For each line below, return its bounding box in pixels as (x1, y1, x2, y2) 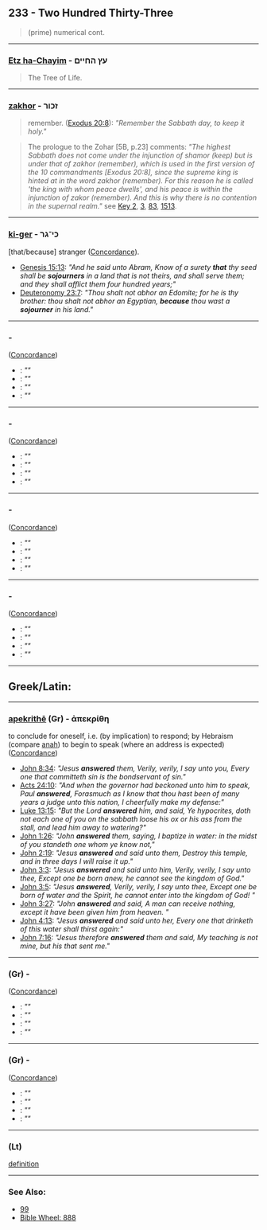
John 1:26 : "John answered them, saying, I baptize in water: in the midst (19, 831, 257, 841)
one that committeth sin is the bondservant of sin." (19, 772, 187, 781)
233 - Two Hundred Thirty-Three (8, 6, 174, 20)
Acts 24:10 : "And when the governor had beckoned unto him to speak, (19, 780, 250, 790)
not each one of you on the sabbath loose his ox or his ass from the (19, 814, 242, 823)
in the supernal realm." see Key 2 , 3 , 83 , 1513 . (27, 201, 177, 211)
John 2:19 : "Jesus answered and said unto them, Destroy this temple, (19, 848, 248, 857)
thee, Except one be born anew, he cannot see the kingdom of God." (19, 873, 245, 883)
